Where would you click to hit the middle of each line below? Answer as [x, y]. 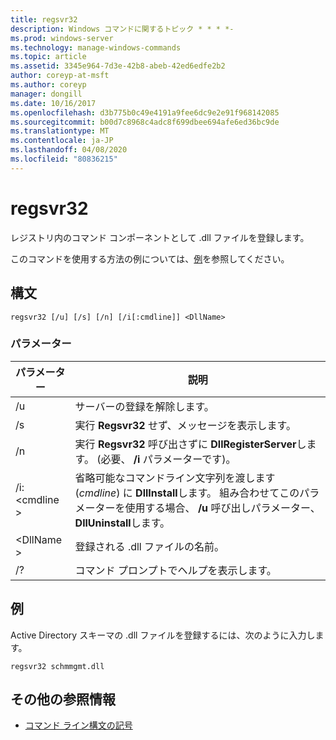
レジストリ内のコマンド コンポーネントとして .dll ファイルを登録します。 [160, 237]
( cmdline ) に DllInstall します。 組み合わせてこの [187, 493]
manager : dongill [46, 94]
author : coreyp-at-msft [60, 76]
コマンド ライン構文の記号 [78, 725]
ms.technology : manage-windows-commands [96, 47]
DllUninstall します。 [122, 523]
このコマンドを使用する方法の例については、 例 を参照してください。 [150, 258]
